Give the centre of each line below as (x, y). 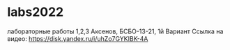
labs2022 (36, 12)
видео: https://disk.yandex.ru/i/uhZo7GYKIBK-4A (78, 38)
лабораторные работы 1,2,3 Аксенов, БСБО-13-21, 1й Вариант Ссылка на (115, 31)
